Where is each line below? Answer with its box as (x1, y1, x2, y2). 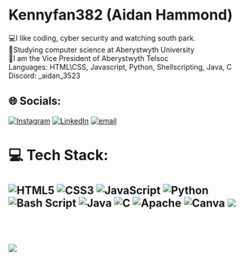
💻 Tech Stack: (8, 146, 109, 164)
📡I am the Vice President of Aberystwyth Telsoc (8, 53, 169, 63)
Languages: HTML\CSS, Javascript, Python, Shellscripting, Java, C (8, 62, 233, 72)
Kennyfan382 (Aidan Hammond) (8, 6, 233, 24)
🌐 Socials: (8, 94, 62, 108)
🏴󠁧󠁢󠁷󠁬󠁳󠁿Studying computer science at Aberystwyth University (8, 45, 195, 54)
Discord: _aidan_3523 (8, 71, 81, 80)
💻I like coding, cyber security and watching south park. (8, 33, 196, 42)
